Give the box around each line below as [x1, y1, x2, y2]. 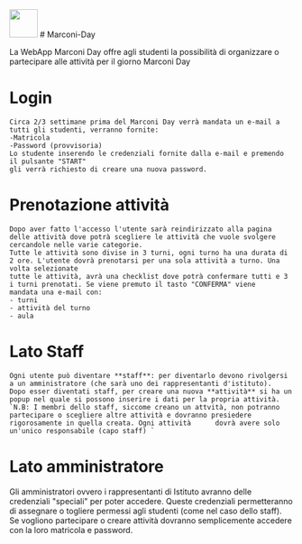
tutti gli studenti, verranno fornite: [9, 125, 160, 134]
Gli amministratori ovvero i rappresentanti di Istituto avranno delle [9, 486, 252, 497]
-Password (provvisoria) [9, 141, 103, 150]
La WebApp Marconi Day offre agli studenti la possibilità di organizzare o [9, 47, 279, 57]
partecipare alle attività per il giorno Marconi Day [9, 56, 191, 67]
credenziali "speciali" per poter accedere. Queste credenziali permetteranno [9, 495, 293, 506]
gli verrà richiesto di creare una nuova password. [9, 164, 207, 174]
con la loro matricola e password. [9, 524, 133, 535]
